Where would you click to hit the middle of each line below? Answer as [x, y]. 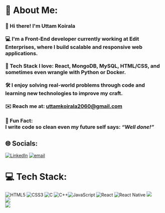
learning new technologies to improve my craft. [64, 94]
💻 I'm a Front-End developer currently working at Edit [72, 39]
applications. [22, 53]
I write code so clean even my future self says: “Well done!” [80, 127]
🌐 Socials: [22, 143]
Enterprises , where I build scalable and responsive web [74, 47]
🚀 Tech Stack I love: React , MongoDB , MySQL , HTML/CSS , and [83, 66]
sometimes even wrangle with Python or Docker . [66, 73]
